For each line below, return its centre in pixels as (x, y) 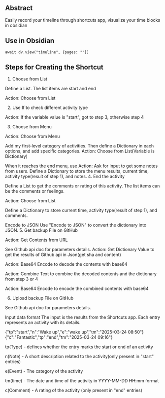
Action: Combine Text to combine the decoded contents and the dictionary (81, 274)
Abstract (19, 8)
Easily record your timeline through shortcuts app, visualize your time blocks (83, 20)
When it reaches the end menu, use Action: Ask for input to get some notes (82, 166)
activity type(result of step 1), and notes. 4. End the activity (65, 177)
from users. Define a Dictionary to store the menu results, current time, (77, 171)
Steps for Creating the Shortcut (54, 67)
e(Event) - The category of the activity (44, 371)
